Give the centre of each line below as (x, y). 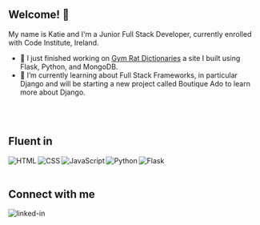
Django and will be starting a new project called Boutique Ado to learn (135, 83)
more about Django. (52, 92)
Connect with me (52, 194)
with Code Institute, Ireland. (54, 42)
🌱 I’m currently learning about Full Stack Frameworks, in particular (129, 75)
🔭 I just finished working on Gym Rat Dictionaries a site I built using (130, 58)
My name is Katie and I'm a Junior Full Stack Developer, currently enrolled (130, 34)
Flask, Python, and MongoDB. (69, 66)
